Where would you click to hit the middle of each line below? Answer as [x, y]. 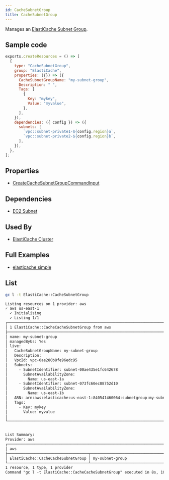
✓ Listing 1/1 [24, 318]
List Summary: [20, 435]
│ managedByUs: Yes [26, 342]
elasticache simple [32, 267]
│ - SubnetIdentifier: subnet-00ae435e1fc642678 [62, 369]
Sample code [26, 45]
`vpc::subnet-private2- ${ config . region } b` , [69, 136]
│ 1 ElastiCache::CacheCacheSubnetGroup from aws [58, 327]
